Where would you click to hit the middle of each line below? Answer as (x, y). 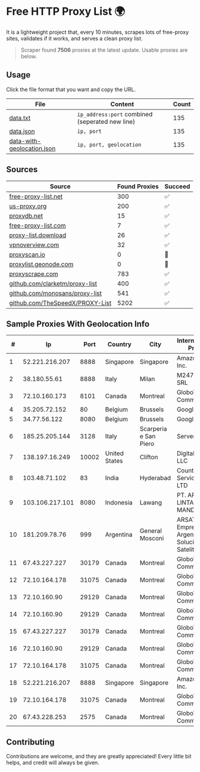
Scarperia (153, 429)
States (114, 461)
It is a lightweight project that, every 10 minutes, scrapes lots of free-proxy (98, 32)
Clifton (149, 457)
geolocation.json (32, 148)
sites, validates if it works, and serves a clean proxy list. (74, 38)
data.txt (20, 118)
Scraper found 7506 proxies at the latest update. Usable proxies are (104, 50)
